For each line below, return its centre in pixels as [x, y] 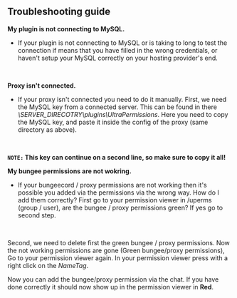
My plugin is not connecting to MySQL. [66, 29]
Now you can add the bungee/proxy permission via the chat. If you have [113, 279]
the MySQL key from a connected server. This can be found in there [117, 107]
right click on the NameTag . [48, 265]
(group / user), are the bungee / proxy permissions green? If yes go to [120, 207]
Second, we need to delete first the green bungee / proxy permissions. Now [118, 242]
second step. [37, 215]
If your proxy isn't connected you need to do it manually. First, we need [122, 99]
